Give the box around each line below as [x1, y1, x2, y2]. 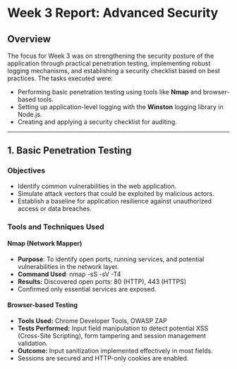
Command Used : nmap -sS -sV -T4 [17, 270, 121, 278]
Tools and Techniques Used [7, 222, 104, 232]
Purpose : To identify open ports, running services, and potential [17, 255, 205, 263]
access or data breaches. [17, 204, 92, 213]
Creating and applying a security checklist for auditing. [17, 118, 178, 126]
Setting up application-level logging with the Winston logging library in [17, 103, 224, 111]
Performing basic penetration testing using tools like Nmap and [17, 88, 202, 96]
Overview [7, 33, 51, 45]
